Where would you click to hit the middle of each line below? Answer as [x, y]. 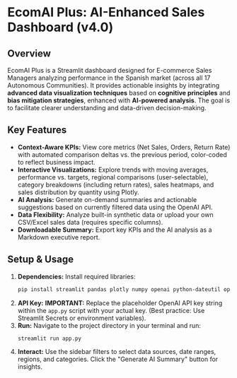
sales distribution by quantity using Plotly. [78, 192]
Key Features [37, 130]
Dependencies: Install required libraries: [76, 276]
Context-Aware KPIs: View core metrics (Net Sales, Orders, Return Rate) [124, 147]
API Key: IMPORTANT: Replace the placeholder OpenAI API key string [120, 303]
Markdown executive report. [59, 237]
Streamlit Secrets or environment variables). [82, 318]
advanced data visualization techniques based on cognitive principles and [119, 93]
